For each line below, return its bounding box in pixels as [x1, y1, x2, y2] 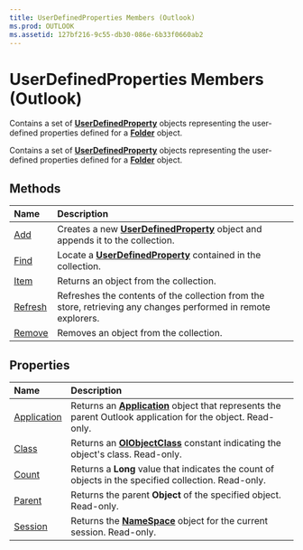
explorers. [57, 312, 100, 325]
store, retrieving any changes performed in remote [57, 301, 271, 313]
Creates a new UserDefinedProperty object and [57, 223, 262, 236]
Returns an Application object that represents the [70, 399, 281, 412]
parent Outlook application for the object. [70, 410, 245, 423]
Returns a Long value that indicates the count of [70, 462, 275, 475]
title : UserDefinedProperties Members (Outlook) [9, 13, 196, 23]
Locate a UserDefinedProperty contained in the [57, 249, 262, 262]
